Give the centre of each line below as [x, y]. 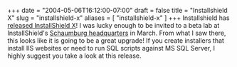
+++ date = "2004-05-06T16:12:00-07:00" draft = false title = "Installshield [117, 10]
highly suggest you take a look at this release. [74, 56]
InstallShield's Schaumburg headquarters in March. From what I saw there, [117, 33]
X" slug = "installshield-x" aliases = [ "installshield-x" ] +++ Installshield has [118, 18]
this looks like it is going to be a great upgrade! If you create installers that [116, 41]
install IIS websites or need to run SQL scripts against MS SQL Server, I [111, 48]
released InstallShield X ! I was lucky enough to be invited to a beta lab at [114, 25]
